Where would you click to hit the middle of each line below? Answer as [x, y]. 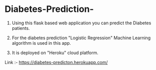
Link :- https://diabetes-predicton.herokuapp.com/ [56, 62]
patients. [21, 28]
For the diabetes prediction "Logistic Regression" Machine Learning [81, 38]
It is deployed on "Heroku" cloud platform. [55, 53]
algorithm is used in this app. [41, 43]
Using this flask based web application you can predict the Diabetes [81, 23]
